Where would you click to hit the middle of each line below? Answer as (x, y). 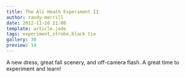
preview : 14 (21, 46)
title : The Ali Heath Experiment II (52, 12)
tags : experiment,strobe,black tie (51, 34)
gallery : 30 (21, 40)
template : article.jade (36, 28)
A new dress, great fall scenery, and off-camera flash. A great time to (93, 62)
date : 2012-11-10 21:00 (36, 23)
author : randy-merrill (35, 17)
